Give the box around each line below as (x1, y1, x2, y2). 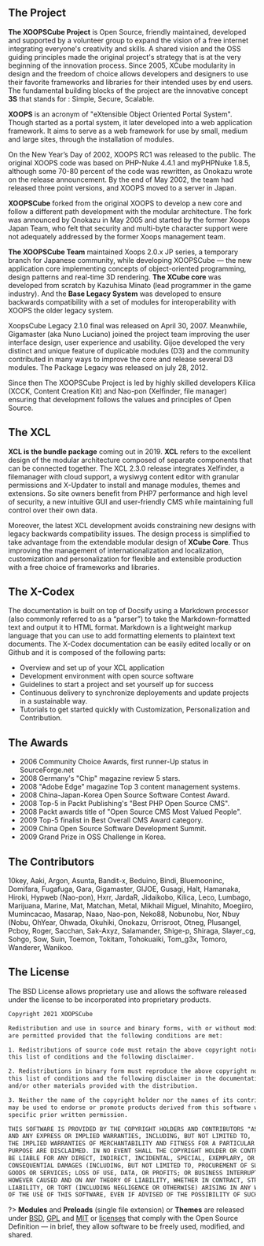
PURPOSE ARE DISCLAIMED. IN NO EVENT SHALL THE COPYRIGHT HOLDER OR (8, 1147, 237, 1155)
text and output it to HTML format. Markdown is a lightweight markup (8, 623, 232, 632)
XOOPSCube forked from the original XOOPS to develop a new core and (8, 198, 242, 208)
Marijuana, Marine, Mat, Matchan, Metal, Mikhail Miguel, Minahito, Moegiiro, (8, 901, 254, 911)
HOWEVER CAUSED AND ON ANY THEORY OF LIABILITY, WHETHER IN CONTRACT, (8, 1176, 244, 1184)
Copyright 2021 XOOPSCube (8, 1010, 93, 1018)
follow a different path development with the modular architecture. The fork (8, 206, 252, 216)
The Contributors (8, 855, 95, 868)
